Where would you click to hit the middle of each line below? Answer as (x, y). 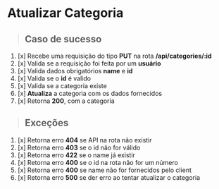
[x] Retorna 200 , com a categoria (66, 101)
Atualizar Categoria (65, 13)
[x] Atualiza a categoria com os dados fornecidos (90, 93)
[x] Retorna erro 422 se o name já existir (76, 155)
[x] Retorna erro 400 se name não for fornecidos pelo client (105, 170)
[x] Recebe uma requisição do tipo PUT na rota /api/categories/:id (114, 56)
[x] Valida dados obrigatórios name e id (75, 71)
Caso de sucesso (63, 39)
